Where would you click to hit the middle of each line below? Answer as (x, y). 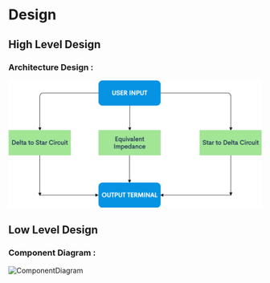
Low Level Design (53, 230)
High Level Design (55, 44)
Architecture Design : (51, 67)
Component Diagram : (52, 253)
